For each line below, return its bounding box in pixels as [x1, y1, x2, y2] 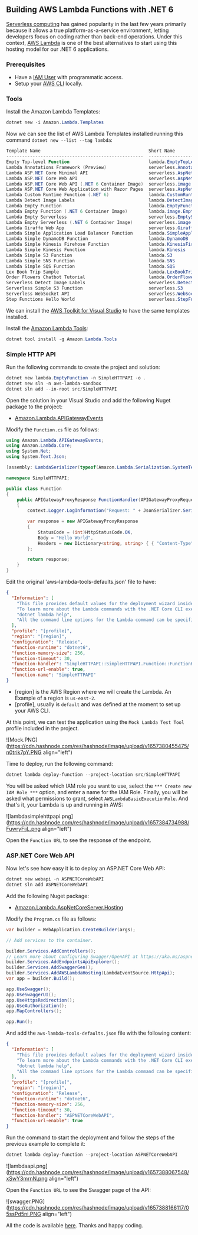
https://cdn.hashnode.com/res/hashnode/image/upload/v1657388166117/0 [8, 1204, 190, 1211]
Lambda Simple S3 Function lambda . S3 [6, 252, 173, 258]
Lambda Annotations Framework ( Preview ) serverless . [6, 164, 178, 170]
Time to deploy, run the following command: [6, 760, 113, 767]
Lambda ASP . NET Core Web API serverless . [6, 175, 178, 181]
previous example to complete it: [6, 1140, 85, 1148]
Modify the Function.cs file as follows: [6, 425, 99, 433]
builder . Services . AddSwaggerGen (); [6, 964, 94, 971]
